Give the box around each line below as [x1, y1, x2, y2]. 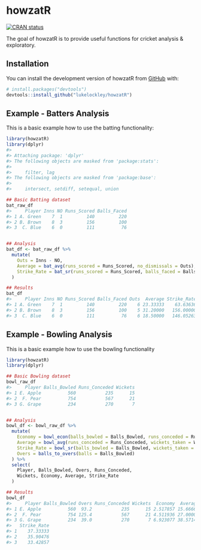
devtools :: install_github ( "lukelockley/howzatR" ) [6, 92, 133, 98]
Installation [6, 59, 49, 69]
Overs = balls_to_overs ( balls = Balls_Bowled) [17, 451, 135, 457]
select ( [11, 462, 31, 468]
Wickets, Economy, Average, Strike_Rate [17, 473, 119, 479]
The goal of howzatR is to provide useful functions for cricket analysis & [6, 35, 184, 42]
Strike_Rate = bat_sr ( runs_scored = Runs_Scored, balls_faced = [17, 268, 181, 274]
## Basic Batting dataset [6, 197, 71, 203]
